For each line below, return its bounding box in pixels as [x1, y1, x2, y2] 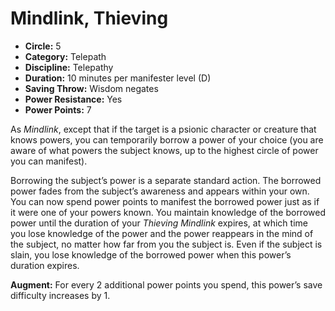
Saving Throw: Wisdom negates [24, 82, 159, 94]
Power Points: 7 [24, 103, 92, 116]
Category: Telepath [24, 50, 107, 62]
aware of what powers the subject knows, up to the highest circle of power [10, 144, 319, 156]
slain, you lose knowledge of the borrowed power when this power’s [10, 248, 292, 261]
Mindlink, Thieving [10, 7, 169, 30]
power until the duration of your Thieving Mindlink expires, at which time [10, 217, 308, 229]
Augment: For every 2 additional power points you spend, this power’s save [10, 278, 323, 291]
